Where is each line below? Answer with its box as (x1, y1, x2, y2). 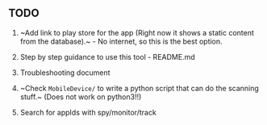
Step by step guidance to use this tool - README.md (19, 52, 195, 61)
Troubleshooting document (19, 68, 111, 77)
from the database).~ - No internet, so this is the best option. (19, 36, 223, 46)
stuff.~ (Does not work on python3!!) (19, 92, 142, 102)
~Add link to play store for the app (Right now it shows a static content (19, 27, 254, 37)
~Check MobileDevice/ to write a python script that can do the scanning (19, 83, 260, 93)
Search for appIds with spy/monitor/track (19, 107, 157, 117)
